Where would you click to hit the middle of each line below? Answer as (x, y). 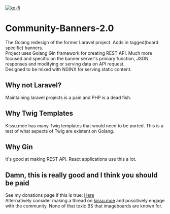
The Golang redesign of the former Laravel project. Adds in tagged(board (82, 42)
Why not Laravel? (33, 85)
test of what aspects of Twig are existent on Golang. (60, 131)
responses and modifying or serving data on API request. (65, 64)
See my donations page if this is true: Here (50, 195)
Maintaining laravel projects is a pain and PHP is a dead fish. (68, 97)
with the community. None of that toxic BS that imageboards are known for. (84, 206)
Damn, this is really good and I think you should (81, 175)
